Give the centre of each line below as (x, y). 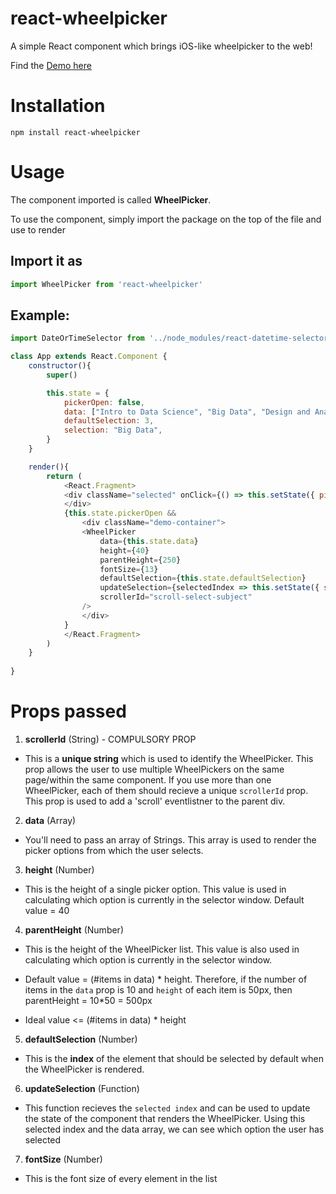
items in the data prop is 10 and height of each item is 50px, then (158, 990)
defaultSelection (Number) (81, 1039)
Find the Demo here (51, 65)
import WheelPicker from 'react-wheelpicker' (106, 284)
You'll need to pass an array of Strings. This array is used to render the (170, 840)
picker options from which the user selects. (114, 850)
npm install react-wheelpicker (75, 132)
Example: (40, 315)
